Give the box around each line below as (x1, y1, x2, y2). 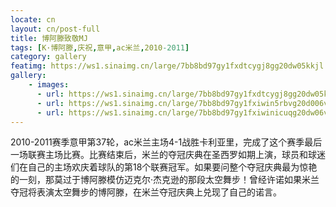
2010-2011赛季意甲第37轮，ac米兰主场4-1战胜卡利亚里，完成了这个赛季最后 (10, 136, 323, 148)
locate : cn (10, 14, 56, 25)
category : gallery (10, 52, 87, 62)
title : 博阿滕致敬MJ (10, 33, 88, 43)
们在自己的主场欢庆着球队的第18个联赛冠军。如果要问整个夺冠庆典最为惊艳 (10, 161, 318, 173)
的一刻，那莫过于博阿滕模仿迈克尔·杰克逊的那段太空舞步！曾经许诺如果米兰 (10, 174, 320, 186)
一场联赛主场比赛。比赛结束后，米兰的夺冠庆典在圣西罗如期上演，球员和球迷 (10, 149, 326, 161)
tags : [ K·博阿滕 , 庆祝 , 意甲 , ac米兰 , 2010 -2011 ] (10, 42, 190, 53)
